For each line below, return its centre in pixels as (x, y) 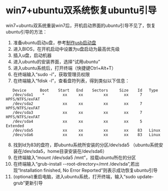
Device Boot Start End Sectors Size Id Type (85, 90)
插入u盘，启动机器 (32, 55)
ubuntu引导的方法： (27, 31)
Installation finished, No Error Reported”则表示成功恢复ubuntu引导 (89, 170)
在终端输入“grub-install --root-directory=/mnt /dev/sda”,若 (74, 164)
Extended (15, 126)
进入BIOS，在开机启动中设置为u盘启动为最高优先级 (66, 49)
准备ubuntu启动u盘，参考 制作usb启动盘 (55, 42)
